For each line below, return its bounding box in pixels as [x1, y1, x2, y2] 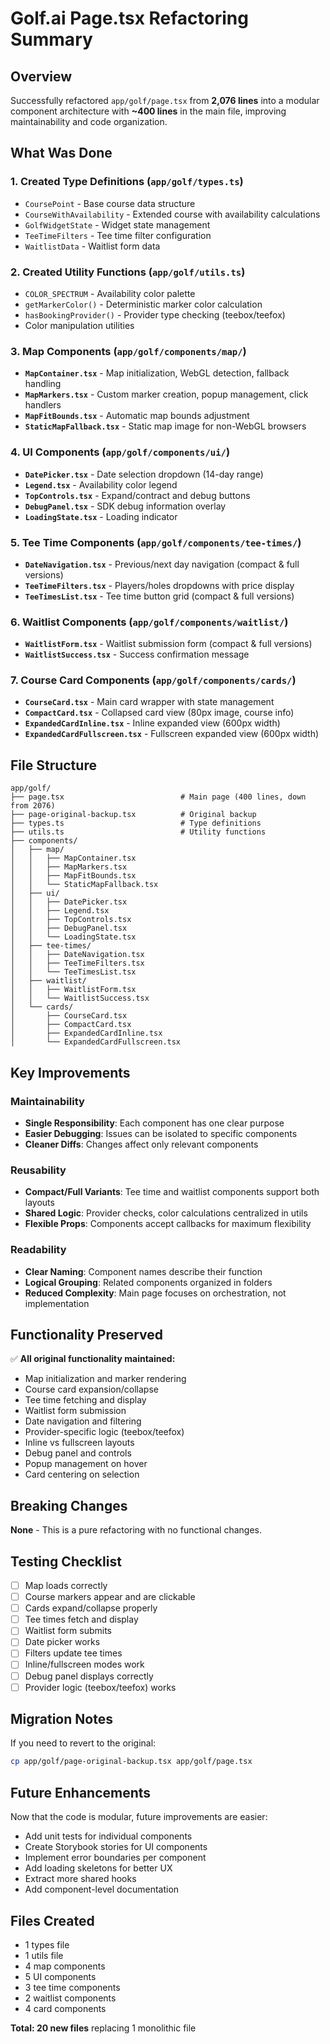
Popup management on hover [24, 1458, 148, 1470]
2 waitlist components [24, 1992, 117, 2004]
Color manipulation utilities [24, 319, 135, 331]
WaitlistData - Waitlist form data [24, 240, 161, 252]
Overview [10, 68, 73, 85]
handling [24, 378, 62, 390]
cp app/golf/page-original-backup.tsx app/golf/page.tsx [10, 1757, 253, 1767]
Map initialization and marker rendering [24, 1373, 187, 1385]
